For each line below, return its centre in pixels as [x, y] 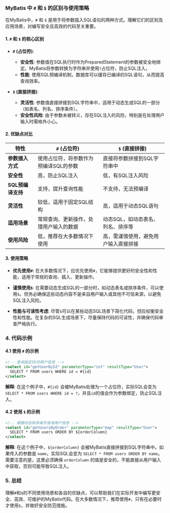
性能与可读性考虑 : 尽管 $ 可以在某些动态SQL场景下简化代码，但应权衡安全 [88, 311]
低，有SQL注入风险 [126, 175]
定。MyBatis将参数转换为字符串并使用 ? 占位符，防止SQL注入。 [85, 68]
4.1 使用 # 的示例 [22, 351]
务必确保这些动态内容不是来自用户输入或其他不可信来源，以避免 [95, 294]
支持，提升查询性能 [60, 188]
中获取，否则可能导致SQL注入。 [38, 466]
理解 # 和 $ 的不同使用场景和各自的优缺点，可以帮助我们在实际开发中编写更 [81, 493]
